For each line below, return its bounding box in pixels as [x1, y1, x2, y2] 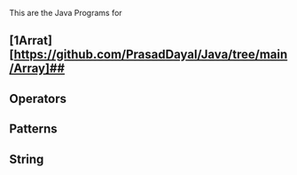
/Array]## [9, 61, 65, 76]
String [9, 151, 44, 167]
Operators [9, 91, 67, 106]
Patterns [9, 122, 58, 137]
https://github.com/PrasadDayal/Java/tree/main [13, 47, 288, 62]
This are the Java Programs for [9, 8, 122, 18]
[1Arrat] [9, 33, 53, 48]
